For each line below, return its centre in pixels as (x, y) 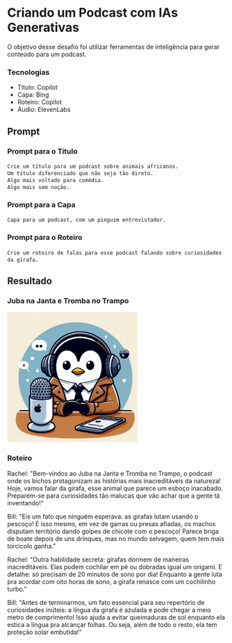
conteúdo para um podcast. (47, 54)
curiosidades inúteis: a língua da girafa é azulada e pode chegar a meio (109, 610)
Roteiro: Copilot (40, 102)
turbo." (17, 589)
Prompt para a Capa (41, 204)
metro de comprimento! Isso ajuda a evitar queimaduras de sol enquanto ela (116, 617)
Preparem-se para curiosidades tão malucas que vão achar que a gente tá (114, 496)
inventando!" (25, 503)
